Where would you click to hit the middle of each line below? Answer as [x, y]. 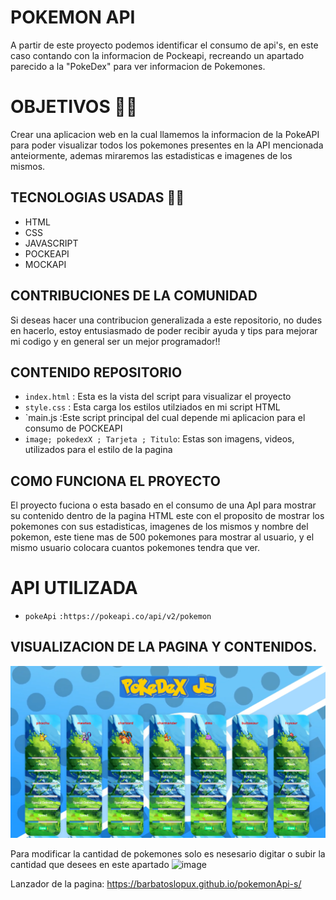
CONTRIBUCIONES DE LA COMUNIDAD [134, 296]
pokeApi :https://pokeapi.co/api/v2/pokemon [118, 617]
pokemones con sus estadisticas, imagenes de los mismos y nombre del [159, 527]
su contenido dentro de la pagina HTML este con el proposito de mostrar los [167, 516]
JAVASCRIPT [51, 243]
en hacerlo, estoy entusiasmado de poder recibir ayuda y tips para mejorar [164, 330]
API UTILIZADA [74, 588]
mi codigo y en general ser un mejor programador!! [115, 341]
